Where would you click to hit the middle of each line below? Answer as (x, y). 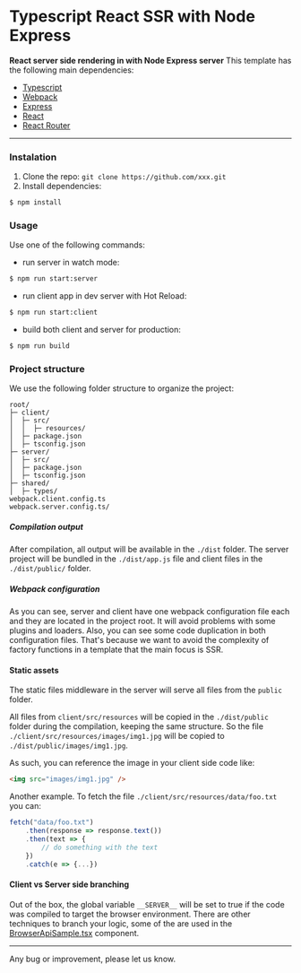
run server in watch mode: (71, 263)
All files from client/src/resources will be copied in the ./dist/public (139, 717)
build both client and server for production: (101, 330)
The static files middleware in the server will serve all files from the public (146, 690)
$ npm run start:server (54, 279)
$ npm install (36, 203)
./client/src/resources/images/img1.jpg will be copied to (117, 736)
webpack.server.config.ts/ (60, 507)
